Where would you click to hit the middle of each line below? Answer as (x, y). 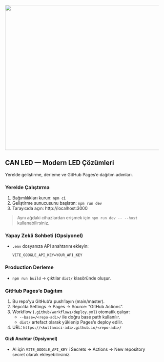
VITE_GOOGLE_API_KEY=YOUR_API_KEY (47, 255)
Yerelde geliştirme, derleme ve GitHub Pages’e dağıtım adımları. (69, 174)
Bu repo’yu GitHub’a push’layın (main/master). (58, 301)
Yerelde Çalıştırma (27, 187)
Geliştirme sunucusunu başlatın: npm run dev (57, 203)
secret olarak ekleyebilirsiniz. (41, 355)
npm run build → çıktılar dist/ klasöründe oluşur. (61, 278)
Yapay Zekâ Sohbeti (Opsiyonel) (44, 235)
